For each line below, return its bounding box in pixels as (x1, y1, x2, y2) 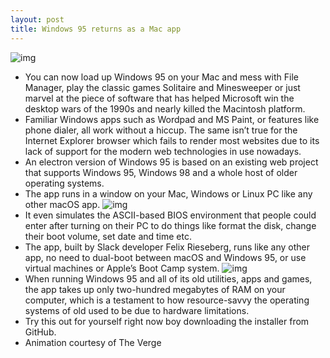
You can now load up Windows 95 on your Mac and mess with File (24, 71, 299, 83)
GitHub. (24, 326, 57, 338)
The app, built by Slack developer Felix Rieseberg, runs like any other (24, 241, 310, 253)
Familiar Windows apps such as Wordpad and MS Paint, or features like (24, 113, 320, 125)
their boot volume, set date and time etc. (24, 230, 193, 242)
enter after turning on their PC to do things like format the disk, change (24, 219, 317, 231)
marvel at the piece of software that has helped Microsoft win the (24, 92, 295, 104)
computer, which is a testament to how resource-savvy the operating (24, 294, 310, 306)
